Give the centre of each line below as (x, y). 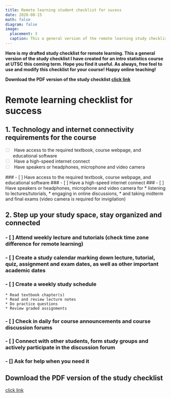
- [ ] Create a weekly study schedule (51, 284)
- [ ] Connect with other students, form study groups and (77, 341)
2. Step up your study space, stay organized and (83, 215)
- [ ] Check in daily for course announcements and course (78, 321)
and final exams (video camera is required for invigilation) (66, 199)
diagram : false (21, 24)
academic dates (25, 271)
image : (12, 29)
